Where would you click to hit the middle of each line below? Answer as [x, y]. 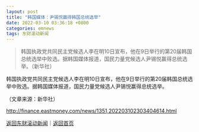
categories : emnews [30, 28]
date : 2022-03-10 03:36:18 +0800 [48, 23]
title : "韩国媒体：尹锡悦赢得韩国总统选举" [53, 17]
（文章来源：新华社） [32, 99]
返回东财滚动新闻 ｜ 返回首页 [40, 123]
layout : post [22, 12]
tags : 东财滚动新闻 [28, 34]
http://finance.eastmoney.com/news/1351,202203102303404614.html [91, 111]
